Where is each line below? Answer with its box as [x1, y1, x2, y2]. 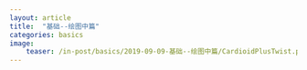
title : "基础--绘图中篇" [9, 22, 101, 31]
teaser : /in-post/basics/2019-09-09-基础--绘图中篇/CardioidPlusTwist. [26, 47, 296, 56]
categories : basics [9, 30, 84, 39]
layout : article [9, 13, 71, 23]
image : [9, 38, 35, 48]
